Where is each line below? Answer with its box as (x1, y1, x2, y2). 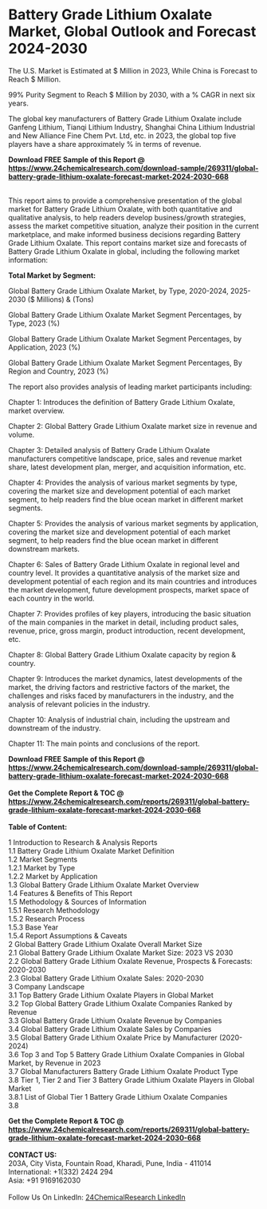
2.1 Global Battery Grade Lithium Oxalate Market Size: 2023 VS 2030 (8, 948, 234, 957)
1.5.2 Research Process (8, 914, 85, 923)
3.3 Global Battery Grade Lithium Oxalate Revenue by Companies (8, 1016, 222, 1025)
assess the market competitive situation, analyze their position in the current (8, 221, 259, 231)
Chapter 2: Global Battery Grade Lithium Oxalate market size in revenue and (8, 421, 257, 430)
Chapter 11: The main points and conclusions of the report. (8, 739, 201, 748)
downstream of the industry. (8, 723, 101, 732)
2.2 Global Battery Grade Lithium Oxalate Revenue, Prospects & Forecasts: (8, 956, 253, 965)
